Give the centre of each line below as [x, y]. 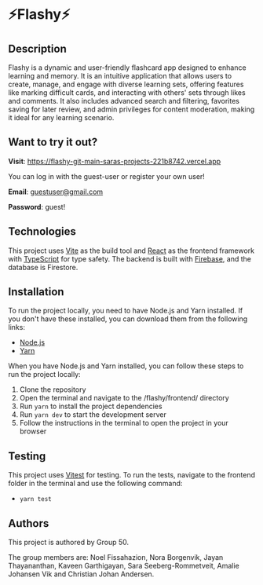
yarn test [36, 499]
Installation [36, 292]
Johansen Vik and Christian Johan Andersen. [81, 574]
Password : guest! [37, 207]
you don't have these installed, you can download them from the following [128, 319]
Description [37, 48]
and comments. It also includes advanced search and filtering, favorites [124, 101]
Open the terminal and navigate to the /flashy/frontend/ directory [124, 398]
